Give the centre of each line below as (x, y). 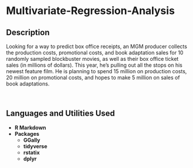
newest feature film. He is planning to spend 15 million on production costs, (96, 71)
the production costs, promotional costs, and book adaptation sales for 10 (95, 53)
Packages (27, 133)
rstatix (31, 152)
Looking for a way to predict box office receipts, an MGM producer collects (96, 46)
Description (28, 32)
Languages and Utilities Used (61, 113)
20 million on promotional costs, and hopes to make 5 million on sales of (93, 78)
